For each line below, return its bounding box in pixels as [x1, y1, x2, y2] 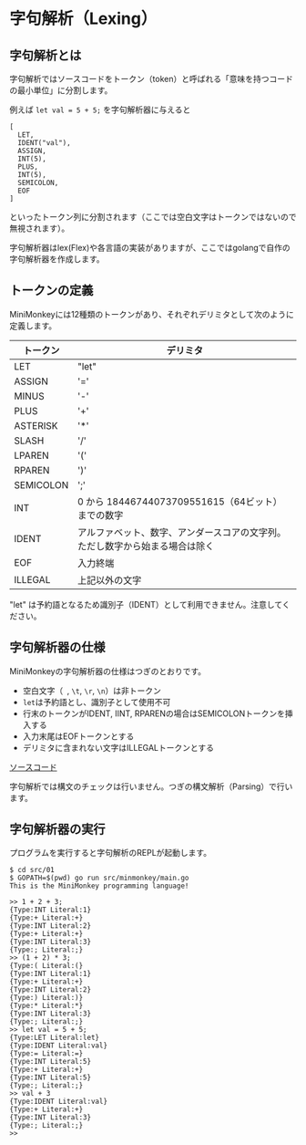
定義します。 [9, 320, 57, 331]
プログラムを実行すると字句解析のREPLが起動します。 [9, 848, 212, 859]
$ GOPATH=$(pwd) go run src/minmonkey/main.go [9, 873, 189, 883]
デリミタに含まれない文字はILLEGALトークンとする [22, 742, 215, 753]
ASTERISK [14, 419, 58, 432]
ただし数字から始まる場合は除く [76, 539, 215, 552]
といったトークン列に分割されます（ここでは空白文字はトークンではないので [9, 212, 297, 222]
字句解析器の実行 [9, 822, 106, 838]
